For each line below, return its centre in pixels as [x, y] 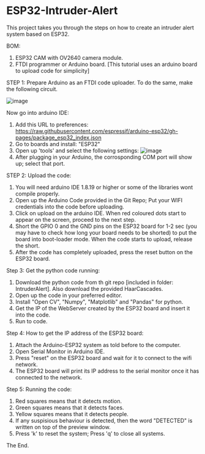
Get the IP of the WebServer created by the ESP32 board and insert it [102, 308]
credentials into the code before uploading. [69, 207]
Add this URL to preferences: [52, 124]
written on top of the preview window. [63, 427]
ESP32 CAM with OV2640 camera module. [69, 57]
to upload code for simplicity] [52, 70]
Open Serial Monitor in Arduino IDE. [60, 351]
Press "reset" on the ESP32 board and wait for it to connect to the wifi [103, 357]
